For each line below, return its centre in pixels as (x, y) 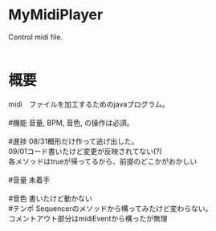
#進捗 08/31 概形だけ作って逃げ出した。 (73, 141)
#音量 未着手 (29, 180)
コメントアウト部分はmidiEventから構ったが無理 (88, 218)
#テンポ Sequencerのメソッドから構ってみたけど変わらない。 (110, 208)
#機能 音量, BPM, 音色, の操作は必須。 (71, 123)
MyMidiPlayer (56, 15)
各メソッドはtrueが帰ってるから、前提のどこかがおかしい (103, 161)
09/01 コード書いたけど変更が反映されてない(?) (86, 151)
